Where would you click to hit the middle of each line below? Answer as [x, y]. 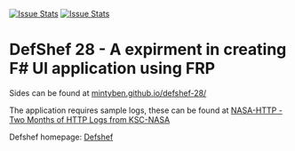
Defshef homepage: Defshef [61, 137]
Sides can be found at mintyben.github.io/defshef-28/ [108, 92]
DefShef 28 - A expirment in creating [148, 50]
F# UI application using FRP [112, 69]
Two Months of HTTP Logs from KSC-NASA [90, 119]
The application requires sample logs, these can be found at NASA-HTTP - [146, 110]
